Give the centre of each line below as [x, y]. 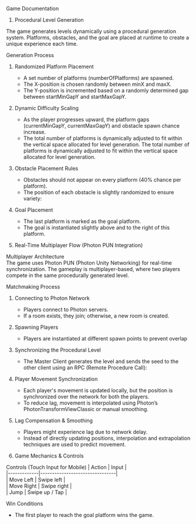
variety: [33, 198]
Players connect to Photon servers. [66, 309]
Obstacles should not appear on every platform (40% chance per [102, 180]
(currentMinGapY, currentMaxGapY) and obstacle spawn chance [102, 126]
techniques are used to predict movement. [75, 444]
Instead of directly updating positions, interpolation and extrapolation [107, 438]
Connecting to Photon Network [52, 298]
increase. [35, 132]
